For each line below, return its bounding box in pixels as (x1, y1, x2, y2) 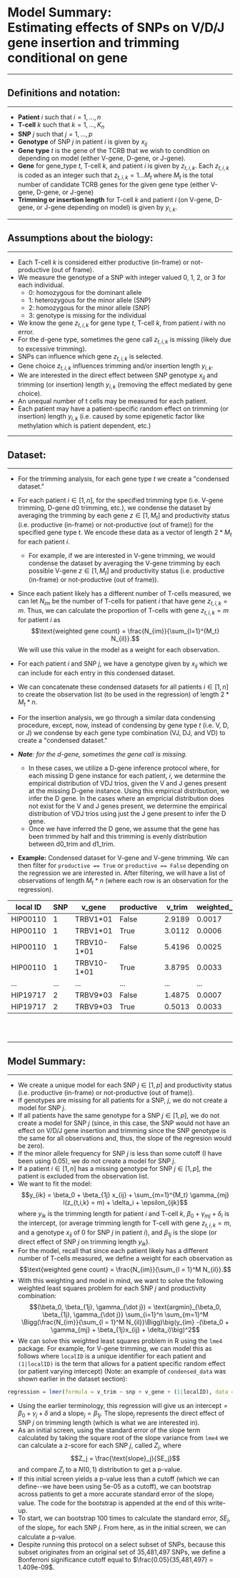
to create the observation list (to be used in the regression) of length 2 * (17, 690, 230, 699)
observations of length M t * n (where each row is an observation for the (17, 876, 229, 887)
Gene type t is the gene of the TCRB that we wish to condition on (17, 146, 210, 155)
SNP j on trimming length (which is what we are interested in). (17, 1418, 200, 1427)
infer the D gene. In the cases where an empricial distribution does (28, 794, 225, 802)
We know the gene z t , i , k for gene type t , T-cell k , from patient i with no (17, 319, 226, 329)
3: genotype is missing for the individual (28, 311, 146, 319)
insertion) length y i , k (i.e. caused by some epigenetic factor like (17, 412, 205, 422)
